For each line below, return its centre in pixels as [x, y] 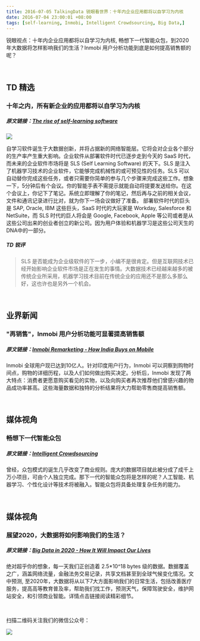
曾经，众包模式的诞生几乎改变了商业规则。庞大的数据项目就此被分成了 [92, 470]
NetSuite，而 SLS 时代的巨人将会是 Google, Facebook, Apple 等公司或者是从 [100, 215]
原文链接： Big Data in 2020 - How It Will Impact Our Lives [79, 551]
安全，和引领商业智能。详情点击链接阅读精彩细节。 [74, 596]
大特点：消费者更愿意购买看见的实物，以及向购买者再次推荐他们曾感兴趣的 [97, 380]
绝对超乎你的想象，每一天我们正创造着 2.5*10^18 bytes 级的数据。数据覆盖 [98, 567]
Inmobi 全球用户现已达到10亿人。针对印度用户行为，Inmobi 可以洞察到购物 [97, 365]
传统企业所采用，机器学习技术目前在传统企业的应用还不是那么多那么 [104, 276]
